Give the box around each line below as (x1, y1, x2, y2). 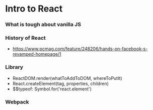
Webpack (5, 98, 29, 105)
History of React (5, 35, 46, 42)
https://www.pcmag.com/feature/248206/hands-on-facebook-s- (12, 46, 148, 52)
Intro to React (5, 3, 63, 15)
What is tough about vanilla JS (5, 21, 82, 28)
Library (5, 64, 24, 71)
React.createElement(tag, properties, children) (12, 80, 109, 86)
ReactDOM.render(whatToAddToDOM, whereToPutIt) (12, 75, 122, 81)
